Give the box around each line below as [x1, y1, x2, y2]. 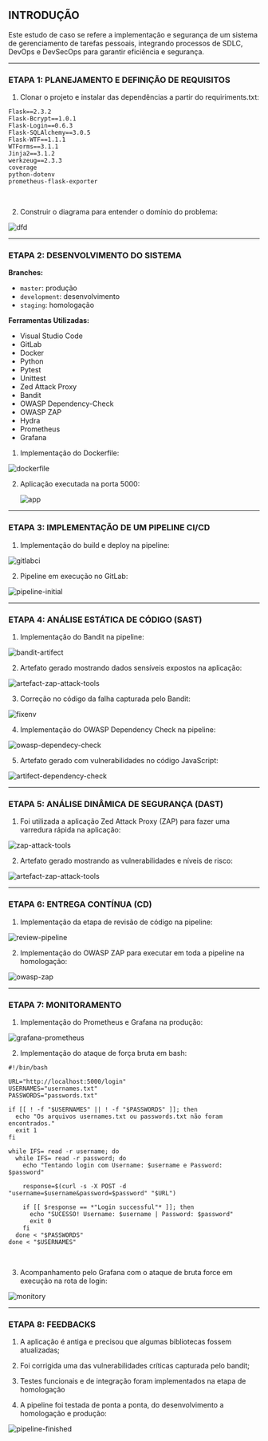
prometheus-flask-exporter [8, 178, 98, 186]
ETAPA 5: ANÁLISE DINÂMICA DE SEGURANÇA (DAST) [8, 798, 224, 809]
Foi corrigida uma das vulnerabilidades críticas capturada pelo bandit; [19, 1361, 250, 1371]
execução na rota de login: [19, 1276, 108, 1285]
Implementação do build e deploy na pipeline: [19, 540, 170, 549]
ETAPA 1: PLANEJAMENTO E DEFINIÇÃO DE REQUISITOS [8, 74, 231, 85]
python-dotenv [8, 171, 56, 179]
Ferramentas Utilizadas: [8, 316, 90, 325]
